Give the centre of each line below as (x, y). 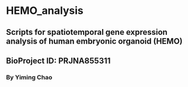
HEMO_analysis (45, 11)
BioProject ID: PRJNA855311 (58, 61)
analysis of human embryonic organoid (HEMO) (94, 41)
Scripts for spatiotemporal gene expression (87, 32)
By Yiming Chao (29, 77)
